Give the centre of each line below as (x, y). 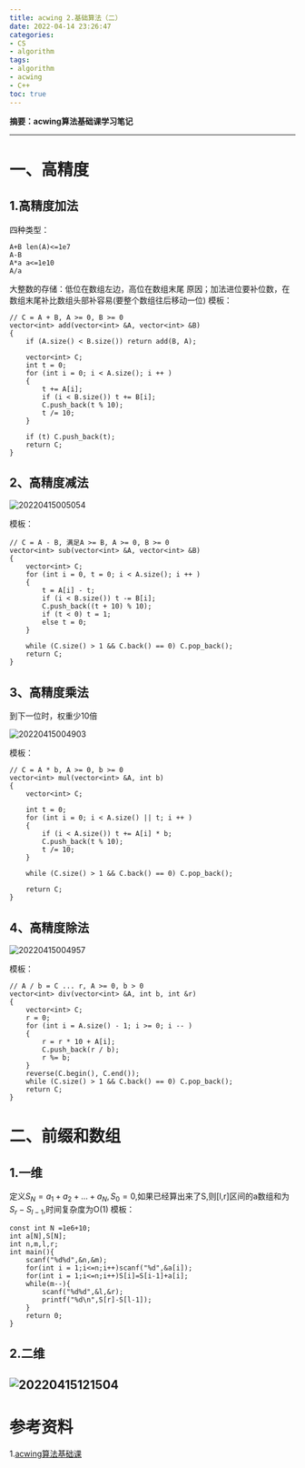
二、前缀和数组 (65, 1136)
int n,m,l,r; (34, 1244)
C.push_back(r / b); (81, 1050)
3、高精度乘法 (49, 692)
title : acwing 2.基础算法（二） (66, 18)
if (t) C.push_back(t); (71, 437)
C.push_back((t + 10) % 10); (97, 607)
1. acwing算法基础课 (46, 1454)
